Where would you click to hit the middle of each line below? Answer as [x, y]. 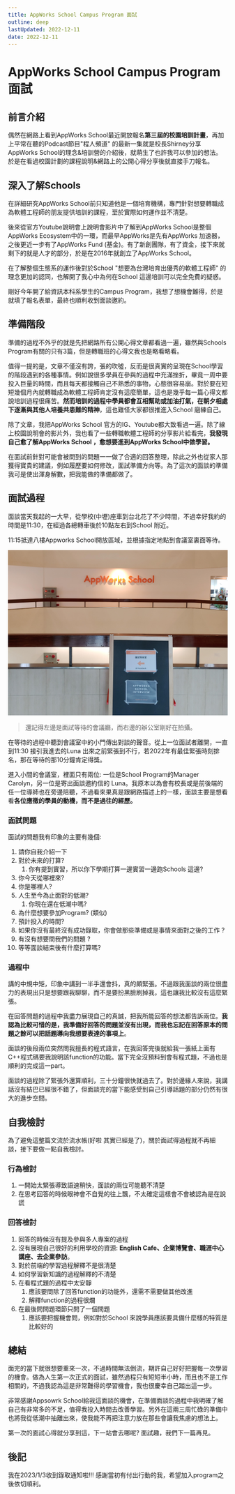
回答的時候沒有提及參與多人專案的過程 [73, 1239]
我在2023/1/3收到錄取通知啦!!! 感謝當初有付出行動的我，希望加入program [113, 1475]
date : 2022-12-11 [33, 37]
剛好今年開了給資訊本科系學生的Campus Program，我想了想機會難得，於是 [115, 292]
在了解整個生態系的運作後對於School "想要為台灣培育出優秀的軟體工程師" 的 [117, 268]
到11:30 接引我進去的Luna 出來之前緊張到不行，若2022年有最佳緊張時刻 [111, 750]
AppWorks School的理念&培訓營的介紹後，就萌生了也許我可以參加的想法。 [115, 153]
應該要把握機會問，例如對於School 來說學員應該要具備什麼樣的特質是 [128, 1318]
